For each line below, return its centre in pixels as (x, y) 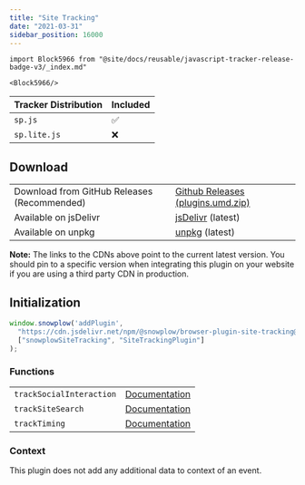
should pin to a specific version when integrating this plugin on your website (152, 265)
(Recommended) (50, 203)
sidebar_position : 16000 (56, 34)
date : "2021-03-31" (46, 26)
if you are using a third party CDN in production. (99, 274)
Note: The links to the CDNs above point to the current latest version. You (147, 255)
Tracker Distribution (58, 105)
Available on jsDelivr (57, 218)
